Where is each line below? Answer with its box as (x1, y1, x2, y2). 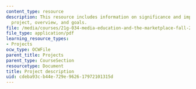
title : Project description (6, 69, 75, 74)
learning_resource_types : (6, 36, 69, 42)
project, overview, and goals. (11, 19, 87, 25)
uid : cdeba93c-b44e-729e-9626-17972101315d (6, 74, 114, 80)
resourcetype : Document (6, 63, 64, 69)
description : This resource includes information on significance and (6, 14, 181, 20)
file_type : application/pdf (6, 30, 75, 36)
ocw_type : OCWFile (6, 47, 51, 53)
